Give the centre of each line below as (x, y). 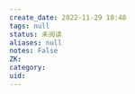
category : (28, 68)
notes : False (34, 51)
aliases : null (36, 43)
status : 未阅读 (36, 34)
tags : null (30, 26)
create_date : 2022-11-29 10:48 (68, 17)
